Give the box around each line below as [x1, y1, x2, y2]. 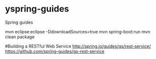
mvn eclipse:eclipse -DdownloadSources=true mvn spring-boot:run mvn [5, 29, 151, 34]
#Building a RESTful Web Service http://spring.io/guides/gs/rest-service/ [5, 43, 151, 49]
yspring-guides [5, 3, 69, 15]
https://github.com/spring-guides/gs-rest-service [5, 48, 104, 54]
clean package [5, 34, 35, 40]
